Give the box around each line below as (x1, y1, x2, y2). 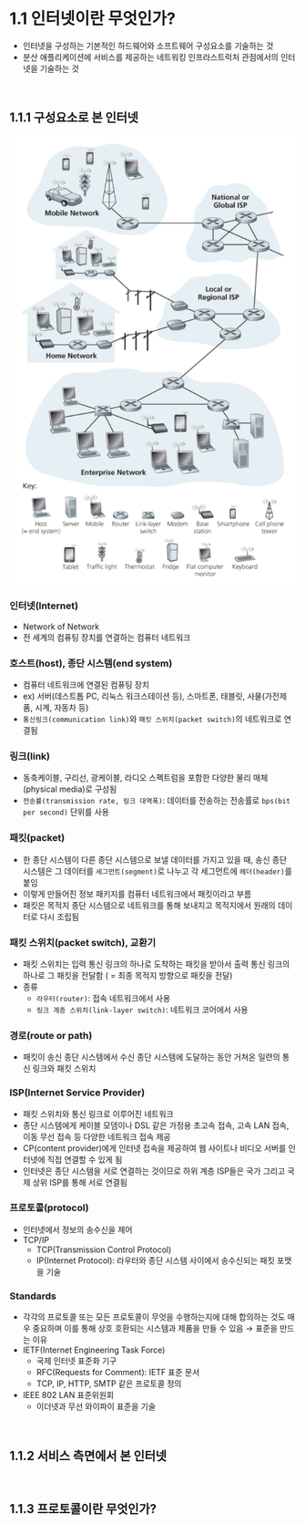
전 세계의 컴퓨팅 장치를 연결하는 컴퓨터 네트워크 (22, 631, 191, 643)
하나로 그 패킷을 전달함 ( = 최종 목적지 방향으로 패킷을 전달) (22, 969, 233, 980)
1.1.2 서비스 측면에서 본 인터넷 (9, 1447, 167, 1464)
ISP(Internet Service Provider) (9, 1086, 146, 1099)
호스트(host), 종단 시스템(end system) (9, 657, 173, 669)
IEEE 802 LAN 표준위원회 (22, 1390, 115, 1401)
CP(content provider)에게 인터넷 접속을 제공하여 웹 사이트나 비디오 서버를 (22, 1142, 287, 1154)
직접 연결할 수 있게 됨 (46, 1154, 123, 1165)
